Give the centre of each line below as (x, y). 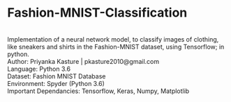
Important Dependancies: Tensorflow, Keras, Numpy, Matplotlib (98, 91)
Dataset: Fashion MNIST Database (57, 76)
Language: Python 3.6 (39, 69)
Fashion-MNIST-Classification (97, 13)
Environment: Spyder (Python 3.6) (56, 83)
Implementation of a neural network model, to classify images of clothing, (113, 39)
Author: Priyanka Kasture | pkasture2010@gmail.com (83, 61)
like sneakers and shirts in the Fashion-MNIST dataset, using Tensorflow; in (116, 46)
